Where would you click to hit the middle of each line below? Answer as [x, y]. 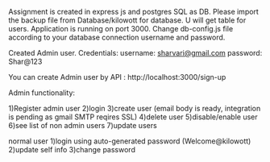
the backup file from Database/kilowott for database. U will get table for [127, 20]
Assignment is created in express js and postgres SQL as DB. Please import [134, 12]
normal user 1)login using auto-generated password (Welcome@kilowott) [130, 141]
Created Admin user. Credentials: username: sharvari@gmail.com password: [135, 53]
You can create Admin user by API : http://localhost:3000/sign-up [117, 77]
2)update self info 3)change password [72, 150]
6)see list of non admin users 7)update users [83, 125]
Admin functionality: [42, 93]
